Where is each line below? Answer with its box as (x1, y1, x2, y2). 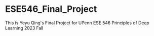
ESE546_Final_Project (5, 3, 97, 15)
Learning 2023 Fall (5, 25, 43, 31)
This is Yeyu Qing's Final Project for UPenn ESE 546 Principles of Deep (5, 20, 150, 26)
